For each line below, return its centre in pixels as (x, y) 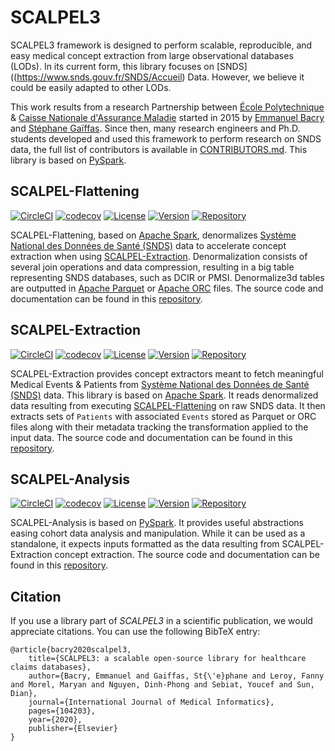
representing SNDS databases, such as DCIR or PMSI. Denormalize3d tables (167, 277)
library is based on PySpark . (68, 160)
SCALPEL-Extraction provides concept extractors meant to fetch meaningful (167, 373)
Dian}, (24, 694)
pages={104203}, (62, 711)
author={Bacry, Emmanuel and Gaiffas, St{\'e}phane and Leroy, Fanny (176, 676)
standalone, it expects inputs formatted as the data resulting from (145, 544)
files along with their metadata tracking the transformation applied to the (159, 427)
